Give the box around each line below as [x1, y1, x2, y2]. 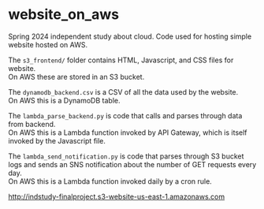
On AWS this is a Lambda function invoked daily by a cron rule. [8, 176, 213, 186]
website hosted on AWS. [8, 39, 88, 49]
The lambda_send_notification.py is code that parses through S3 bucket [8, 151, 244, 161]
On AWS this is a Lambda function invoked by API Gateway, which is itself [8, 128, 247, 137]
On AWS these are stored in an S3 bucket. [8, 72, 145, 81]
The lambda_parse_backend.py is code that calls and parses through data [8, 110, 243, 120]
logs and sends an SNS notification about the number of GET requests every [8, 159, 257, 169]
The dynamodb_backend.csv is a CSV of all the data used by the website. [8, 87, 239, 96]
